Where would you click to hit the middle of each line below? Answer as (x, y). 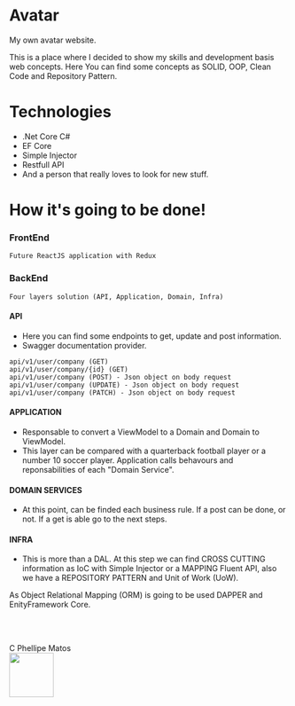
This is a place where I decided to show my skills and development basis (142, 57)
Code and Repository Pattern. (63, 75)
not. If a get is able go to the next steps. (94, 519)
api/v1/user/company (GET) (59, 361)
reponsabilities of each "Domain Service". (98, 470)
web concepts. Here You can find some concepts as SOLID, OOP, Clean (140, 67)
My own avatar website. (53, 40)
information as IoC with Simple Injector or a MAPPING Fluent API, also (149, 569)
